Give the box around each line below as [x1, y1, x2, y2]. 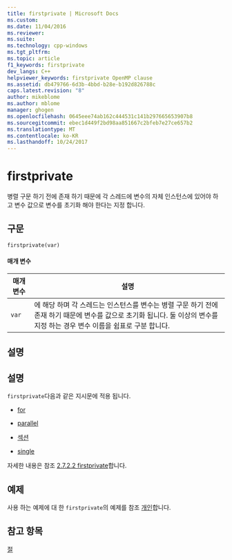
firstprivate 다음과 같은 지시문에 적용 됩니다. [7, 392, 131, 400]
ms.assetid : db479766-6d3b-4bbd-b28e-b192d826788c [7, 81, 156, 88]
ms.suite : [7, 36, 36, 43]
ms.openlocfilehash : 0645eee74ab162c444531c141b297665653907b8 [7, 113, 193, 120]
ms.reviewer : [7, 29, 45, 37]
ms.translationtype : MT [7, 126, 76, 133]
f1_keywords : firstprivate [7, 62, 85, 68]
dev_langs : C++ [7, 68, 51, 75]
